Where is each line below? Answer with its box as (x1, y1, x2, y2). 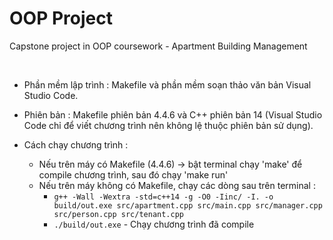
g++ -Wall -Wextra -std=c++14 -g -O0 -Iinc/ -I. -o (53, 192, 274, 202)
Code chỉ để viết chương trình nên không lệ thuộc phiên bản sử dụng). (23, 119, 314, 131)
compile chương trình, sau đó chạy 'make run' (38, 168, 229, 181)
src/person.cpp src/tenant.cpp (53, 209, 184, 219)
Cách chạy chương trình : (23, 138, 129, 151)
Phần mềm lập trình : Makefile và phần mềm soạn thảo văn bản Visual (23, 78, 312, 91)
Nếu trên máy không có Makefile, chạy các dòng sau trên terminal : (38, 179, 316, 191)
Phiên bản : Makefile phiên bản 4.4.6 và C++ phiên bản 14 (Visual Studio (23, 108, 323, 121)
